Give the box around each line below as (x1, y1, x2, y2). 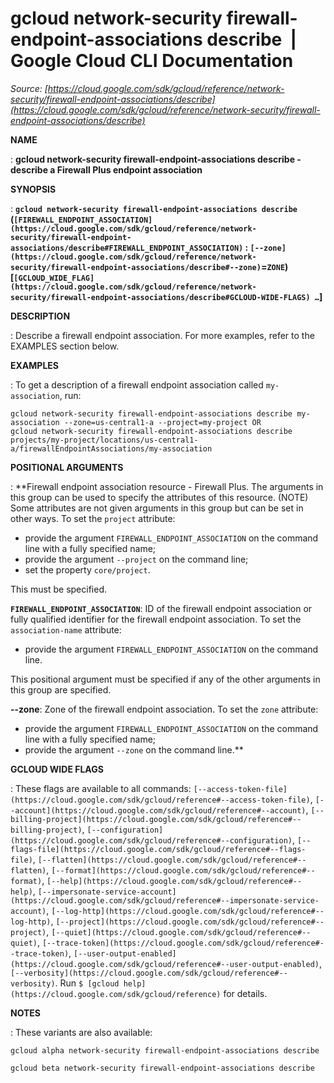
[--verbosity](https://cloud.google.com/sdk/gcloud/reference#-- (10, 968, 288, 978)
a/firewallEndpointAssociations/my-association (10, 443, 213, 454)
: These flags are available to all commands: (10, 782, 192, 794)
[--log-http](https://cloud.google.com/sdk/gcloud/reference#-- (51, 906, 325, 916)
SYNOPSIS (10, 183, 57, 195)
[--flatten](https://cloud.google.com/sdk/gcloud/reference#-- (37, 855, 307, 865)
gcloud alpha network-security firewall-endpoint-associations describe (10, 1045, 320, 1056)
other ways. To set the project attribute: (10, 512, 176, 524)
